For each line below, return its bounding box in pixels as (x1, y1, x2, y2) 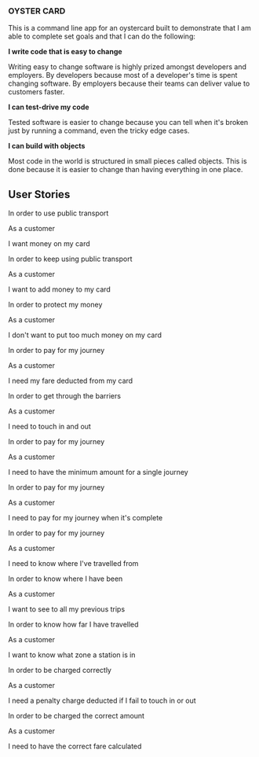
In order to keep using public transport (8, 254, 133, 264)
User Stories (8, 187, 71, 201)
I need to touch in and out (8, 422, 92, 432)
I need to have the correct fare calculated (8, 741, 142, 751)
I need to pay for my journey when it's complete (8, 513, 163, 523)
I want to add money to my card (8, 285, 111, 294)
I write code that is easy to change (8, 47, 123, 57)
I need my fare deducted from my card (8, 376, 133, 386)
